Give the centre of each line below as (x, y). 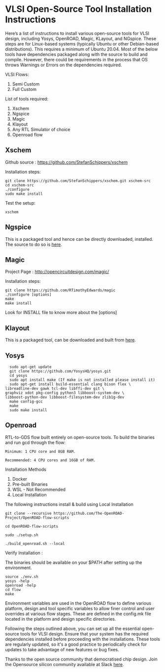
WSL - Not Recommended (39, 489)
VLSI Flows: (17, 74)
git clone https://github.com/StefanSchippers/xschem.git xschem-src (78, 181)
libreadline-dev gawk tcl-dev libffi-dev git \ (55, 389)
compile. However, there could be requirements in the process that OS (76, 59)
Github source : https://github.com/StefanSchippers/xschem (66, 162)
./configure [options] (28, 295)
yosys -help (17, 581)
